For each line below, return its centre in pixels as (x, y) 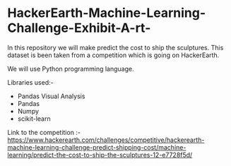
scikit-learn (34, 119)
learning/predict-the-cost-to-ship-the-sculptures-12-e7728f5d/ (100, 155)
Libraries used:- (31, 82)
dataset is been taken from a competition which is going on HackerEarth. (113, 55)
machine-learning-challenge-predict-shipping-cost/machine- (97, 147)
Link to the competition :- (44, 132)
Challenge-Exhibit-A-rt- (79, 28)
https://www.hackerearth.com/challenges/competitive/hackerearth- (106, 140)
